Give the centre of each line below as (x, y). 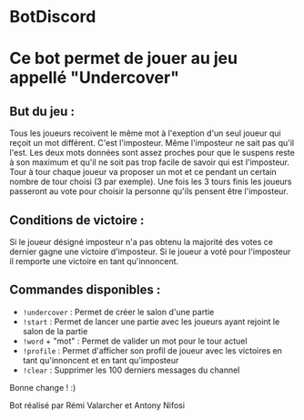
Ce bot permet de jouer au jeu (124, 59)
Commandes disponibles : (85, 290)
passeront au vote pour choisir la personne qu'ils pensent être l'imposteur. (149, 191)
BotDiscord (53, 17)
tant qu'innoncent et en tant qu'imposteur (101, 360)
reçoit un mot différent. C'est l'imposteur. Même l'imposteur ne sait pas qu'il (152, 143)
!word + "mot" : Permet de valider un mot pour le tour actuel (135, 341)
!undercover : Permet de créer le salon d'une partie (118, 312)
